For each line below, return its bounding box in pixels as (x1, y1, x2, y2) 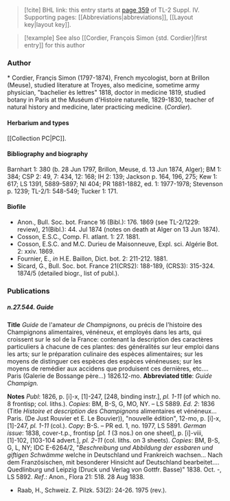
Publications (7, 286, 50, 296)
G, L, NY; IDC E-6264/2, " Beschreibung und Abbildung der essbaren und (7, 443, 214, 452)
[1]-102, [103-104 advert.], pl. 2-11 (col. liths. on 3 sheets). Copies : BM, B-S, (7, 436, 220, 444)
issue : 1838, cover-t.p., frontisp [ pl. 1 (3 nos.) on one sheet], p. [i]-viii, (7, 429, 203, 437)
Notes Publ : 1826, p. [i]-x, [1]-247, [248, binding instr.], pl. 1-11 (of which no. (7, 392, 221, 401)
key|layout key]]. (23, 21, 71, 28)
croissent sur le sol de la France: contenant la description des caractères (7, 335, 214, 343)
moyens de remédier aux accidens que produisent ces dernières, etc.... (7, 364, 209, 372)
